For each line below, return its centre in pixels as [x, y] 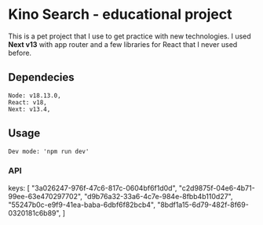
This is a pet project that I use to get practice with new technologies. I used [130, 36]
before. [20, 53]
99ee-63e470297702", [45, 196]
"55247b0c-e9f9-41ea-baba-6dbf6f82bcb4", [82, 205]
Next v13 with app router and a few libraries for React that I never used [123, 44]
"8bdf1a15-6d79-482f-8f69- [203, 205]
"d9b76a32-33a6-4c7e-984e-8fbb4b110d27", [158, 196]
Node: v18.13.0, [35, 96]
